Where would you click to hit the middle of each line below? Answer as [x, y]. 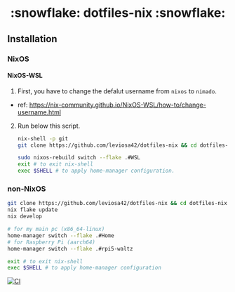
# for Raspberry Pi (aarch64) [52, 242]
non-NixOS [27, 189]
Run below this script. [49, 126]
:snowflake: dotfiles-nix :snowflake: [118, 13]
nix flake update [33, 210]
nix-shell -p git [43, 138]
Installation [32, 39]
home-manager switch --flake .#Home [61, 235]
